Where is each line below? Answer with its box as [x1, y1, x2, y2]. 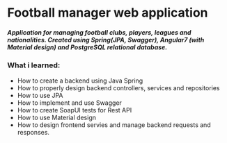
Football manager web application [7, 5, 208, 21]
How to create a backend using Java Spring [17, 76, 143, 85]
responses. [17, 128, 50, 136]
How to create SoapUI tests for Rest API [17, 106, 132, 114]
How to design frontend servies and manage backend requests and [17, 120, 211, 129]
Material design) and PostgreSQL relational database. [7, 43, 168, 51]
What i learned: [7, 60, 61, 70]
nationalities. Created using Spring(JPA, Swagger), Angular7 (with [7, 35, 205, 44]
